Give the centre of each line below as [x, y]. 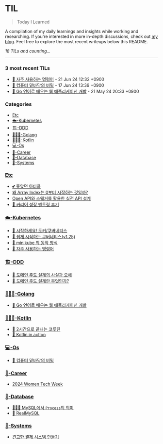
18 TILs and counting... [28, 51]
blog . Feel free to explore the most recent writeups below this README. [76, 41]
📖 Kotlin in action [29, 335]
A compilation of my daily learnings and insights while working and [72, 31]
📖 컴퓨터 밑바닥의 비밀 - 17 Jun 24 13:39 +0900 [58, 85]
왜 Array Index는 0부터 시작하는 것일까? [50, 192]
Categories [18, 104]
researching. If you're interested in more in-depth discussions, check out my [81, 36]
